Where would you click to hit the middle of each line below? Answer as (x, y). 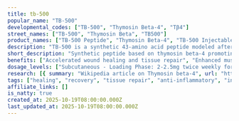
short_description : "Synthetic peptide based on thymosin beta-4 (106, 54)
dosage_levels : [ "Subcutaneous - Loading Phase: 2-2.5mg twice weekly (114, 67)
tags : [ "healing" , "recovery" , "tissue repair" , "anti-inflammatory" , (114, 80)
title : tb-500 (28, 14)
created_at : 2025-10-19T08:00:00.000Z (65, 100)
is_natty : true (30, 93)
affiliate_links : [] (38, 87)
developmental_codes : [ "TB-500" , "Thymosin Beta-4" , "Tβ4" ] (99, 27)
